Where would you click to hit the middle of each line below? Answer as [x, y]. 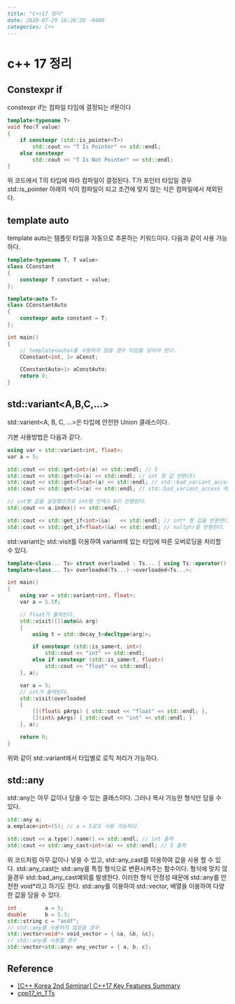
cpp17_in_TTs [36, 993]
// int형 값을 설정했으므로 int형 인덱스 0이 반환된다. [77, 502]
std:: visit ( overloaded [53, 698]
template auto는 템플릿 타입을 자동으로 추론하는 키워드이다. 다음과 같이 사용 [111, 238]
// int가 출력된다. [44, 692]
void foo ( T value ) [34, 127]
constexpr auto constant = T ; [64, 318]
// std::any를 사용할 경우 [42, 941]
